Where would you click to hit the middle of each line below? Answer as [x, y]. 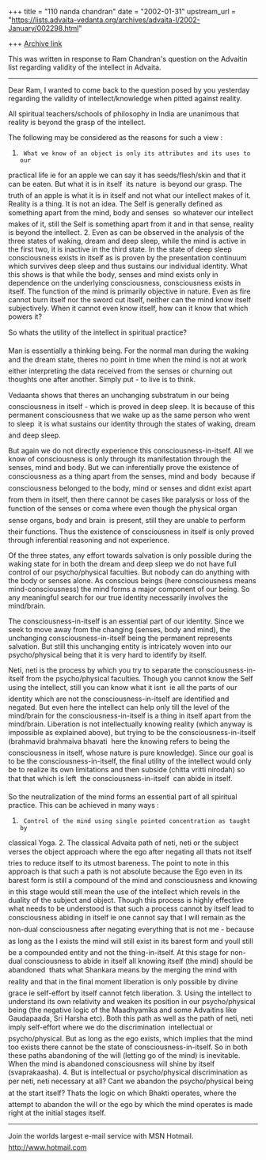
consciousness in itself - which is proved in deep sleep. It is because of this [132, 406]
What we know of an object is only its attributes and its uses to [137, 154]
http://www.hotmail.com [47, 1147]
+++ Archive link [35, 44]
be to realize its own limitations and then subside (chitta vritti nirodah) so [127, 770]
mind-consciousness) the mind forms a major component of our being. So [129, 589]
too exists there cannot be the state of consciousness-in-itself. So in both [128, 1047]
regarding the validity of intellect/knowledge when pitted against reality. [125, 99]
